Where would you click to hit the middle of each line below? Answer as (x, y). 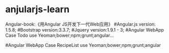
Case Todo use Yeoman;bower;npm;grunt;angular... (59, 35)
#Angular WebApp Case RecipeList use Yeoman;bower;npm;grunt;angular (83, 45)
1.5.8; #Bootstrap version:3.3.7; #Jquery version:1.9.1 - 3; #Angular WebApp (85, 30)
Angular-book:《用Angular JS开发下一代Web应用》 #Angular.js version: (80, 24)
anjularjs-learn (38, 9)
